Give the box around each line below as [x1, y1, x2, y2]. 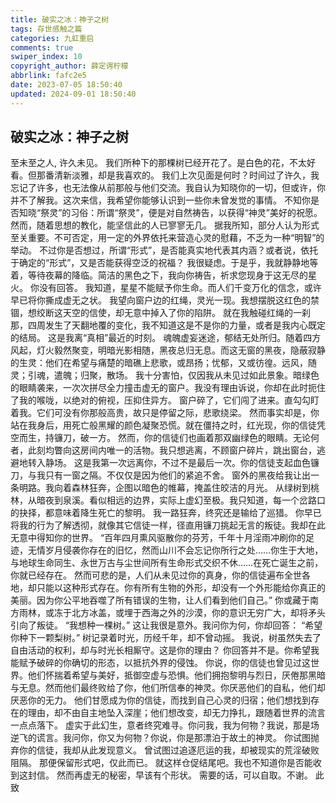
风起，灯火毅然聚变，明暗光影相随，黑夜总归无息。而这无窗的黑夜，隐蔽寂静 [10, 344, 326, 356]
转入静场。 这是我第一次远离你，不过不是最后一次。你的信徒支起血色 [27, 457, 311, 469]
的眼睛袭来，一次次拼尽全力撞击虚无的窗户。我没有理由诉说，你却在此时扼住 [10, 382, 326, 394]
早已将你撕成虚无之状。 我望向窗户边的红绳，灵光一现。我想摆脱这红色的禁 [10, 294, 320, 306]
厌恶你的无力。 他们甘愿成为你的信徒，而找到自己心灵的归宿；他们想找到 [10, 694, 311, 706]
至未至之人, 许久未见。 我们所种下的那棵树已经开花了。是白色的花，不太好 [10, 157, 316, 169]
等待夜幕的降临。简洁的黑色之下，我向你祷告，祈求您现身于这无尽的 [27, 269, 308, 281]
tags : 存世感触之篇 [10, 24, 83, 34]
